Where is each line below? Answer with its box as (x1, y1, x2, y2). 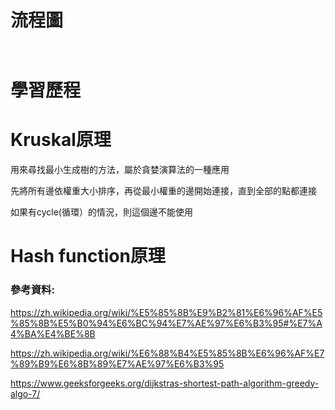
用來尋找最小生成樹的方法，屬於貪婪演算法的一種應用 (10, 164, 230, 176)
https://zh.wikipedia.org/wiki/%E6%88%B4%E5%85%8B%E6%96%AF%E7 (10, 347, 325, 359)
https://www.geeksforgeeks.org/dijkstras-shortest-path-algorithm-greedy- (10, 377, 320, 389)
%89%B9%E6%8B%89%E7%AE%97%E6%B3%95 (10, 357, 225, 370)
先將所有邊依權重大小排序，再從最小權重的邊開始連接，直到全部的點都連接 (10, 185, 317, 197)
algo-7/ (10, 387, 41, 400)
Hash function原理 (10, 245, 166, 268)
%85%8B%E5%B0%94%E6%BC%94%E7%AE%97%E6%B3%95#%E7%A (10, 317, 323, 329)
